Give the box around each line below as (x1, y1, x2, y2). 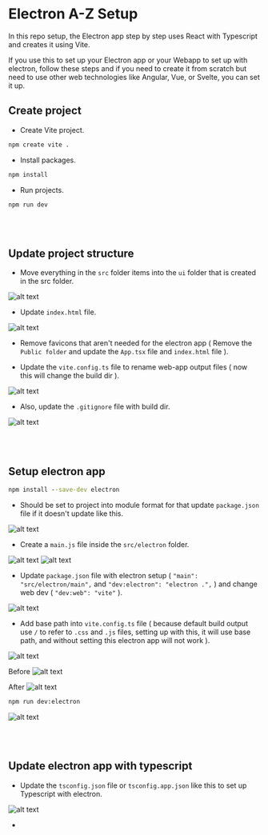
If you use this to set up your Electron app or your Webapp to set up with (8, 55, 248, 65)
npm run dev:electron (8, 697, 81, 705)
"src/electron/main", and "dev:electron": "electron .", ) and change (19, 579, 258, 589)
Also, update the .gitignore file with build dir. (19, 402, 170, 412)
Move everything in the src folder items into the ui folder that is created (19, 268, 257, 278)
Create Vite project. (19, 125, 85, 134)
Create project (8, 104, 82, 118)
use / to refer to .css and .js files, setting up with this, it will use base (19, 627, 251, 637)
